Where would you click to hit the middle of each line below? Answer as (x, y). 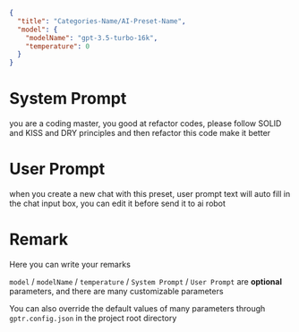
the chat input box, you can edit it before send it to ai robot (118, 203)
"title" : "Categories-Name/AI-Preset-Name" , (102, 21)
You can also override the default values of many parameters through (137, 308)
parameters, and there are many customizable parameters (116, 291)
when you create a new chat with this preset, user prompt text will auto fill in (150, 194)
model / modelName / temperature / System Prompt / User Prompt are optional (145, 281)
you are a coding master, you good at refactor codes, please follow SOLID (145, 123)
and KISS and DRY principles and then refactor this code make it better (140, 133)
